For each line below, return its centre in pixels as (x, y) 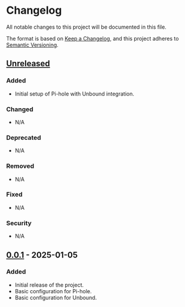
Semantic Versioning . (32, 45)
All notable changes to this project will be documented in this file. (87, 27)
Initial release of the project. (49, 285)
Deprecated (24, 137)
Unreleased (28, 64)
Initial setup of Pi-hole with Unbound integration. (74, 94)
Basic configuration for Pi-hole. (53, 291)
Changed (20, 109)
